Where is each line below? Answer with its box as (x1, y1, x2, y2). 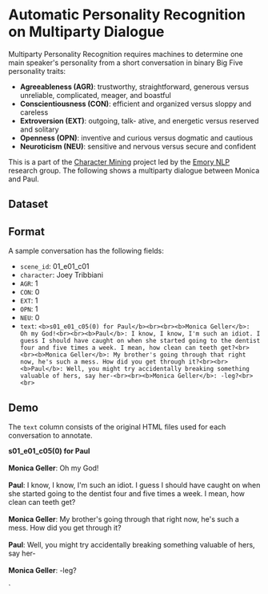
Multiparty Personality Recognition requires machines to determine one (8, 49, 244, 59)
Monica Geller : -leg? (8, 565, 78, 575)
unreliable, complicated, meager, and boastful (19, 90, 172, 100)
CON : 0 (19, 287, 40, 297)
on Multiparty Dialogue (8, 22, 165, 41)
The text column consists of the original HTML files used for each (8, 421, 226, 431)
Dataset (8, 197, 49, 211)
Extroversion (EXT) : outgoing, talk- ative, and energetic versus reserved (19, 116, 259, 125)
